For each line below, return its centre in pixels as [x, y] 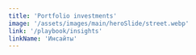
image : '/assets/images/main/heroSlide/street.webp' [99, 23]
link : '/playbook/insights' [56, 31]
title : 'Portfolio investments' [63, 16]
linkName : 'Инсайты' [43, 38]
